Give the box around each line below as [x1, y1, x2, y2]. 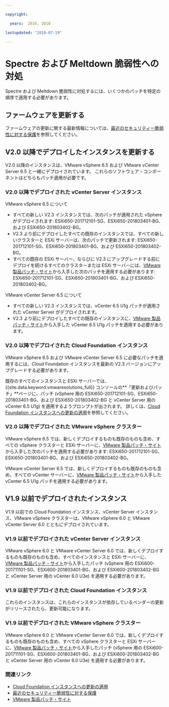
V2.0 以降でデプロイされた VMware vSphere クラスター [5, 423, 142, 430]
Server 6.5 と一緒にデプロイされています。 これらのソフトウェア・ [5, 168, 144, 174]
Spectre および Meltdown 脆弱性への [5, 58, 159, 69]
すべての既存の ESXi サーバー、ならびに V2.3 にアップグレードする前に [12, 256, 160, 262]
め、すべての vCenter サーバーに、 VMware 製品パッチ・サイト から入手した [5, 471, 161, 478]
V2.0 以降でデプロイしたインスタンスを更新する [5, 148, 155, 156]
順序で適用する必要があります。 [5, 95, 72, 101]
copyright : [5, 12, 28, 17]
